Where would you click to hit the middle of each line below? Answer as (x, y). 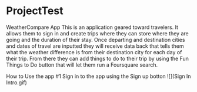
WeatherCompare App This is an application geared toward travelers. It (92, 27)
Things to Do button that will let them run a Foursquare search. (82, 65)
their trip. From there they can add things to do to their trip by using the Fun (98, 58)
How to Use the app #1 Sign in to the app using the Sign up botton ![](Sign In (98, 76)
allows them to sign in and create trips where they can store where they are (98, 33)
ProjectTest (35, 11)
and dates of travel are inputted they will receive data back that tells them (95, 46)
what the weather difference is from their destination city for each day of (94, 52)
